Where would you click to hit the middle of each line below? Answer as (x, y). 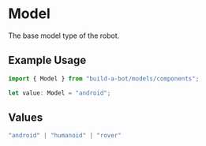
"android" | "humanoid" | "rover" (65, 136)
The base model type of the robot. (64, 36)
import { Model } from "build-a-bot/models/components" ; (104, 79)
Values (26, 117)
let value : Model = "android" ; (60, 93)
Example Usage (47, 60)
